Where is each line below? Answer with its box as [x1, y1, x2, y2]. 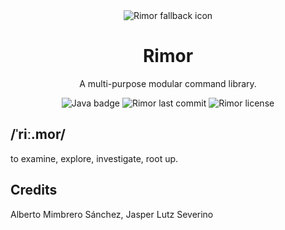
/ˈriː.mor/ [10, 126, 66, 143]
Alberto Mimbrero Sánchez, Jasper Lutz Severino [10, 208, 214, 220]
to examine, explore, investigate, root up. [10, 152, 179, 164]
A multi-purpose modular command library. [79, 77, 257, 89]
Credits [10, 182, 58, 199]
